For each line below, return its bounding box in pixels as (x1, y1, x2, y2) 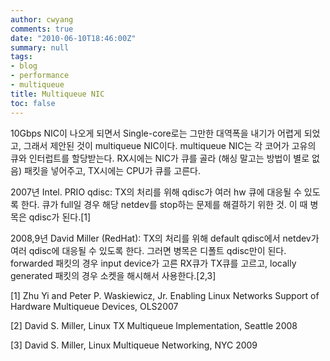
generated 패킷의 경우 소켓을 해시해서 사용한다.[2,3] (10, 269, 217, 281)
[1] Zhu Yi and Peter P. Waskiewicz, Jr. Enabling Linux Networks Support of (10, 289, 320, 301)
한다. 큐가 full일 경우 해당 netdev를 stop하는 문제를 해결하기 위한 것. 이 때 (20, 198, 308, 210)
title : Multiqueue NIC (10, 89, 105, 99)
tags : (10, 52, 33, 62)
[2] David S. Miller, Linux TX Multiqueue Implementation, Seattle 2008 (10, 319, 298, 331)
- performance (10, 71, 70, 81)
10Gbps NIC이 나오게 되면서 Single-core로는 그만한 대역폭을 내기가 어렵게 (10, 127, 302, 139)
